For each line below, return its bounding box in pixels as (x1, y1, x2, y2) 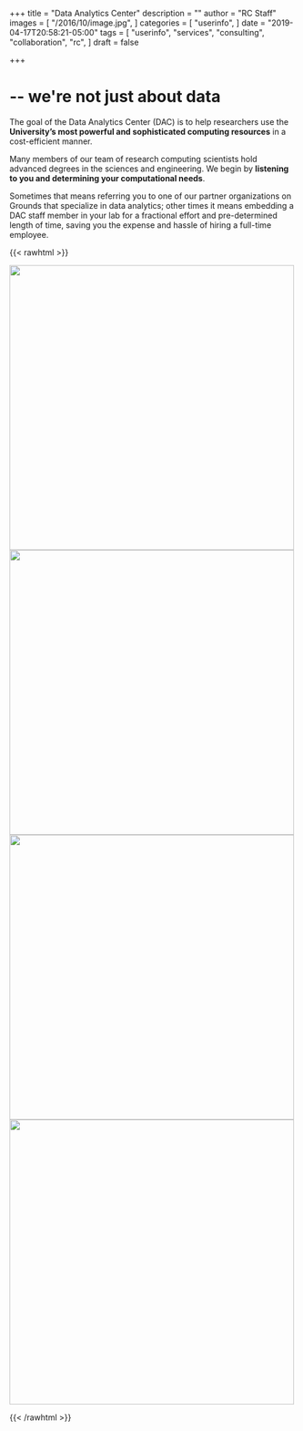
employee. (9, 229, 49, 240)
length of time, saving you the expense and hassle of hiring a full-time (9, 219, 272, 231)
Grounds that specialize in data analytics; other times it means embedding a (9, 200, 294, 211)
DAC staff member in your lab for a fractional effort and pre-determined (9, 210, 278, 221)
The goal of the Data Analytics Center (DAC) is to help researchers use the (9, 116, 289, 127)
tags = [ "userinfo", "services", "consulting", (99, 27, 265, 37)
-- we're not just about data (9, 87, 221, 108)
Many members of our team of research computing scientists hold (9, 153, 258, 164)
